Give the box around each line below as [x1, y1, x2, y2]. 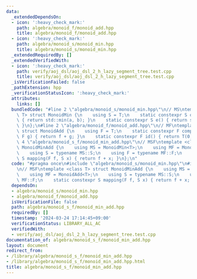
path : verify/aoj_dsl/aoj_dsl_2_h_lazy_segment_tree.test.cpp [16, 68, 172, 74]
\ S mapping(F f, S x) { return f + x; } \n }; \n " [16, 156, 138, 161]
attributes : [11, 95, 41, 101]
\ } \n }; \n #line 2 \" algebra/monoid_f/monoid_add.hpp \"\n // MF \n [16, 123, 177, 129]
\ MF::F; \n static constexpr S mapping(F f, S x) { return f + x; [16, 177, 191, 183]
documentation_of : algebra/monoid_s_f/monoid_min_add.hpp [6, 237, 151, 243]
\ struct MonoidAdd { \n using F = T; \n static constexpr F [16, 128, 180, 135]
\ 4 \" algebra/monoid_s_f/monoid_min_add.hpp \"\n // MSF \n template [16, 139, 182, 145]
